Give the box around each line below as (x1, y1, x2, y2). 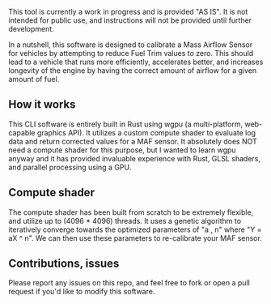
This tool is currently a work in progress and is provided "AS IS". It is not (8, 7, 248, 16)
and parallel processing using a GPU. (8, 162, 132, 172)
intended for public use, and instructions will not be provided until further (8, 15, 252, 25)
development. (8, 24, 54, 33)
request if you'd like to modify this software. (8, 287, 155, 297)
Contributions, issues (8, 257, 120, 271)
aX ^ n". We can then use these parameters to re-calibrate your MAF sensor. (8, 233, 263, 242)
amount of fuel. (8, 75, 60, 83)
